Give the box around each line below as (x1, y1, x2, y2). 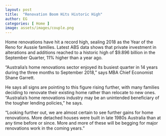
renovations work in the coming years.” (5, 125, 85, 131)
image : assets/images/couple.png (5, 26, 74, 31)
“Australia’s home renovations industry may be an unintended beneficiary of (5, 95, 160, 101)
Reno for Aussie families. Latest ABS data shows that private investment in (5, 44, 157, 50)
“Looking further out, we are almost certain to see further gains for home (5, 109, 154, 116)
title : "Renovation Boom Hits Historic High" (5, 12, 103, 17)
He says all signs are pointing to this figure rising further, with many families (5, 84, 160, 90)
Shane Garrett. (5, 75, 35, 81)
